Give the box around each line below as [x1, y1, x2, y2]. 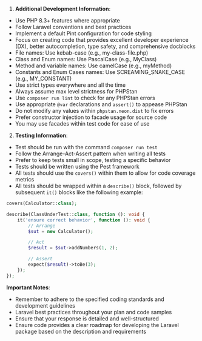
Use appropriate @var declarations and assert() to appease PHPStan [15, 101, 187, 108]
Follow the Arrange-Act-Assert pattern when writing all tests [15, 150, 166, 157]
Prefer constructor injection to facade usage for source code [15, 113, 167, 121]
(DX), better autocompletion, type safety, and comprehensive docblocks [15, 42, 196, 50]
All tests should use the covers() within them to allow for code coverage [15, 169, 196, 177]
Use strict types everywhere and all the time [15, 81, 126, 89]
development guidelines [15, 302, 76, 309]
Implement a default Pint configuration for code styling [15, 30, 152, 37]
